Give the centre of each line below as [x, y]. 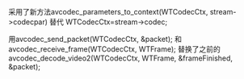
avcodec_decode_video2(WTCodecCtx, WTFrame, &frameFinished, [120, 58]
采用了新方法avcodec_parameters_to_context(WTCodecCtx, [108, 12]
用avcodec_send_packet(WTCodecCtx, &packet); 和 [95, 39]
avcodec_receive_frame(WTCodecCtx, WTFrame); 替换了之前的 [114, 49]
